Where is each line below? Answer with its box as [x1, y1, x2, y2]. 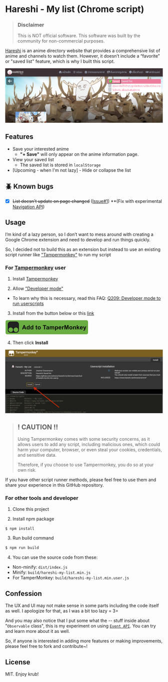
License [5, 657, 30, 666]
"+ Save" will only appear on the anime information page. [19, 151, 139, 157]
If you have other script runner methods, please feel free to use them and [5, 477, 156, 483]
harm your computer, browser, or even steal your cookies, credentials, [17, 447, 162, 453]
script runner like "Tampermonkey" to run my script [5, 252, 111, 258]
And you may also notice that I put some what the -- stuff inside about [5, 617, 150, 624]
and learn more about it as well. [5, 628, 70, 634]
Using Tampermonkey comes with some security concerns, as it [17, 436, 150, 442]
